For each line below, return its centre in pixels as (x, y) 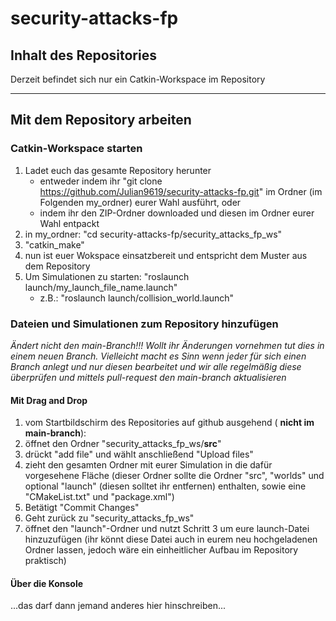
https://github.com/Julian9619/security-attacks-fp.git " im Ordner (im (181, 191)
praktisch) (45, 561)
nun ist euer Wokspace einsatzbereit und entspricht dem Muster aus (166, 255)
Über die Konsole (47, 583)
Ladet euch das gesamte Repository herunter (118, 170)
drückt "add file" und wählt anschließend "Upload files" (139, 454)
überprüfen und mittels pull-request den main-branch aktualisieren (148, 377)
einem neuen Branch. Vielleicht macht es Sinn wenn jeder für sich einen (158, 356)
